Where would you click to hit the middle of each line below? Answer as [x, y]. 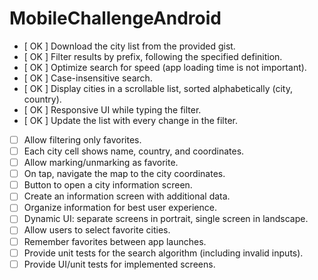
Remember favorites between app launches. [115, 241]
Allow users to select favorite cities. [97, 230]
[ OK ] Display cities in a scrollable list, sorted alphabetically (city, [158, 88]
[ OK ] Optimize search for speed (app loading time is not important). [165, 67]
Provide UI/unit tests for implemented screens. [119, 264]
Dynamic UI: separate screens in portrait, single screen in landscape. [166, 219]
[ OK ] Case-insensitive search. [88, 78]
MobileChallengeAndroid [115, 18]
